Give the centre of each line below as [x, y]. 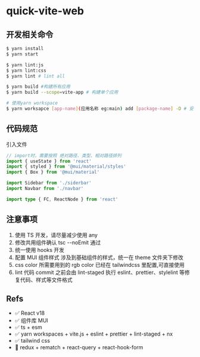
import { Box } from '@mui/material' [53, 172]
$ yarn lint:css [26, 70]
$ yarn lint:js [25, 65]
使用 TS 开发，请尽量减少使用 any [56, 235]
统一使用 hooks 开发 [39, 250]
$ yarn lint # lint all [36, 76]
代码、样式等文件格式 [46, 279]
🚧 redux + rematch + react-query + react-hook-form [79, 347]
